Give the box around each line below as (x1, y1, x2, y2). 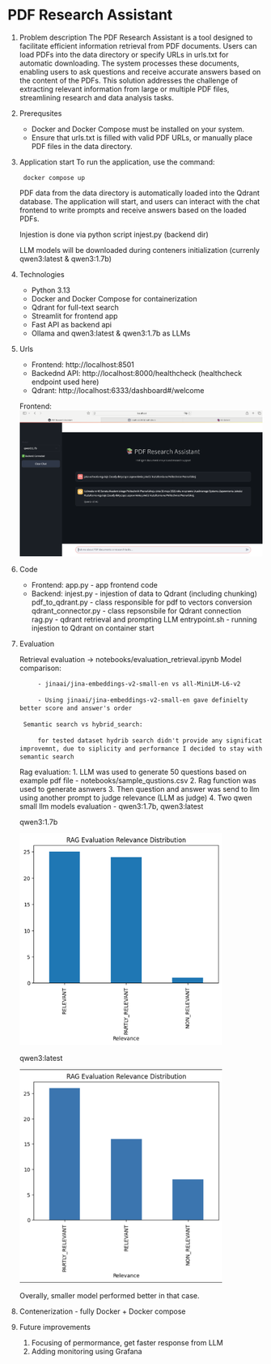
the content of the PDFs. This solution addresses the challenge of (19, 75, 239, 85)
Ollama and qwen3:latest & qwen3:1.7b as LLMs (31, 328, 191, 338)
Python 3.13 (31, 285, 70, 295)
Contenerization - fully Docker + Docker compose (19, 1306, 187, 1316)
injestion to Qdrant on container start (31, 622, 155, 633)
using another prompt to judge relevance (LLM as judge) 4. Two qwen (19, 793, 252, 802)
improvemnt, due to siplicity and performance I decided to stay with (19, 744, 263, 753)
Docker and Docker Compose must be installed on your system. (31, 124, 244, 134)
